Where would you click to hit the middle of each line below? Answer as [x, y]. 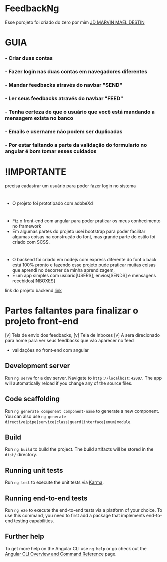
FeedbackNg [32, 9]
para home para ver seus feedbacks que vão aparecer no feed [69, 341]
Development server [38, 366]
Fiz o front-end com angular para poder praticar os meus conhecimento [86, 221]
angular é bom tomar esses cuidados [51, 151]
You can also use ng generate [36, 416]
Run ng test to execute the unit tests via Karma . [54, 482]
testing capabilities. [34, 521]
